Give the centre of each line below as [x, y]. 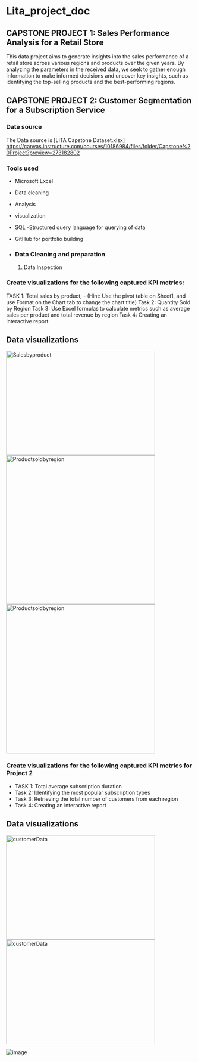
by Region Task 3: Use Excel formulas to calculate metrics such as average [98, 308]
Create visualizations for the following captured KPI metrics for [99, 766]
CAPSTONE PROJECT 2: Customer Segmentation [99, 100]
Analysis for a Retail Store [55, 42]
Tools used [22, 168]
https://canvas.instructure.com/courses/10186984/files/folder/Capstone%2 [98, 146]
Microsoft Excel [34, 181]
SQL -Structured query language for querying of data [80, 227]
